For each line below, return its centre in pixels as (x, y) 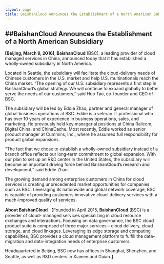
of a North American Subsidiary (54, 41)
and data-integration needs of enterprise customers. (78, 242)
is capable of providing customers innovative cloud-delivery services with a (81, 195)
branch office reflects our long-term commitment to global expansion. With (81, 154)
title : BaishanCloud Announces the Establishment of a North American (78, 14)
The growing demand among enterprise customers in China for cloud (75, 179)
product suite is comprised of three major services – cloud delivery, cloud (79, 226)
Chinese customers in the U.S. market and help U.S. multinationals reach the (82, 78)
